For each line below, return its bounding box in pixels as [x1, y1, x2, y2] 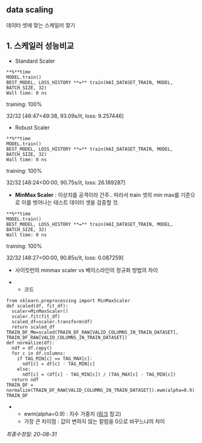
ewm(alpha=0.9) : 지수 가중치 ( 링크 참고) [23, 410, 121, 417]
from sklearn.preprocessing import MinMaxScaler [6, 297, 130, 303]
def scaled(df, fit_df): [6, 303, 69, 309]
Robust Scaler [14, 123, 50, 131]
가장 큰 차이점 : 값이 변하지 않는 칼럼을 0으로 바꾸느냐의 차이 [23, 418, 165, 425]
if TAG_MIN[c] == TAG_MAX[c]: [17, 355, 93, 362]
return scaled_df [11, 324, 55, 330]
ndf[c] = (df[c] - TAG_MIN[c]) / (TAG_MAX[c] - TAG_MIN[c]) [22, 371, 176, 377]
